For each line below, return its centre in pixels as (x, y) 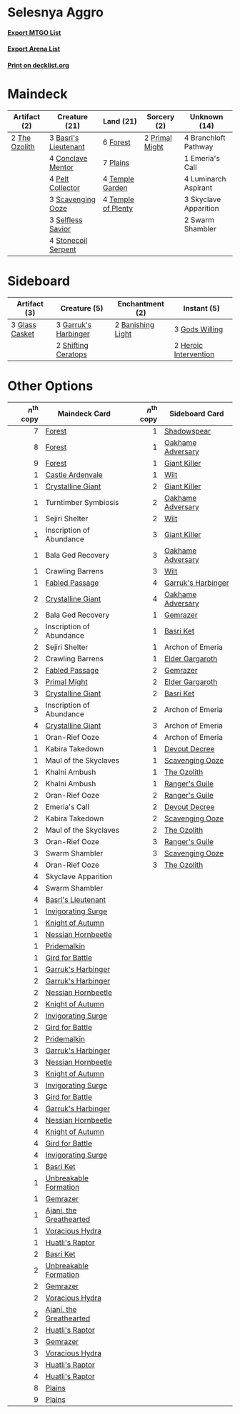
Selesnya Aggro (55, 12)
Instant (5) (201, 308)
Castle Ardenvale (74, 475)
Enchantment (141, 304)
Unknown (206, 116)
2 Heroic (189, 345)
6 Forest (116, 142)
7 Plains (116, 163)
